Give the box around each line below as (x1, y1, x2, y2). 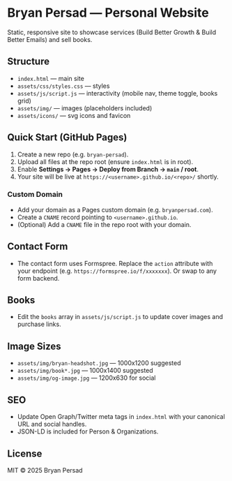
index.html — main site (17, 74, 85, 82)
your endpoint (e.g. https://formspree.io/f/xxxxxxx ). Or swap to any (17, 267, 217, 275)
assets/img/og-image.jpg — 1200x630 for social (17, 373, 156, 382)
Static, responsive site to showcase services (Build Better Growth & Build (7, 28, 217, 36)
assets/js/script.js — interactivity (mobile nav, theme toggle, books (17, 89, 218, 97)
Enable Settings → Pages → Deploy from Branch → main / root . (17, 165, 199, 173)
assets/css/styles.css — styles (17, 82, 110, 90)
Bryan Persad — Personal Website (7, 5, 209, 21)
